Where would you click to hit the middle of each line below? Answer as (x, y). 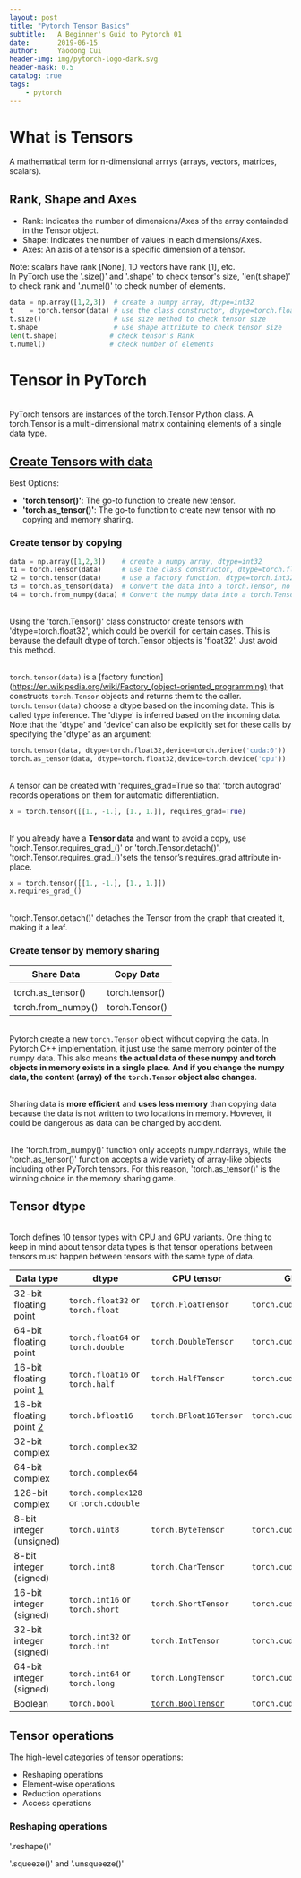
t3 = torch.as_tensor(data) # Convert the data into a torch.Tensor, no (150, 587)
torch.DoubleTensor (193, 1342)
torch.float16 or (104, 1374)
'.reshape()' (30, 1846)
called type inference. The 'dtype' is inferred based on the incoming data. (145, 714)
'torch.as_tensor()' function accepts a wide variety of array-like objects (140, 1159)
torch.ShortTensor (190, 1604)
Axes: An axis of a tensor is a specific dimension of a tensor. (133, 250)
